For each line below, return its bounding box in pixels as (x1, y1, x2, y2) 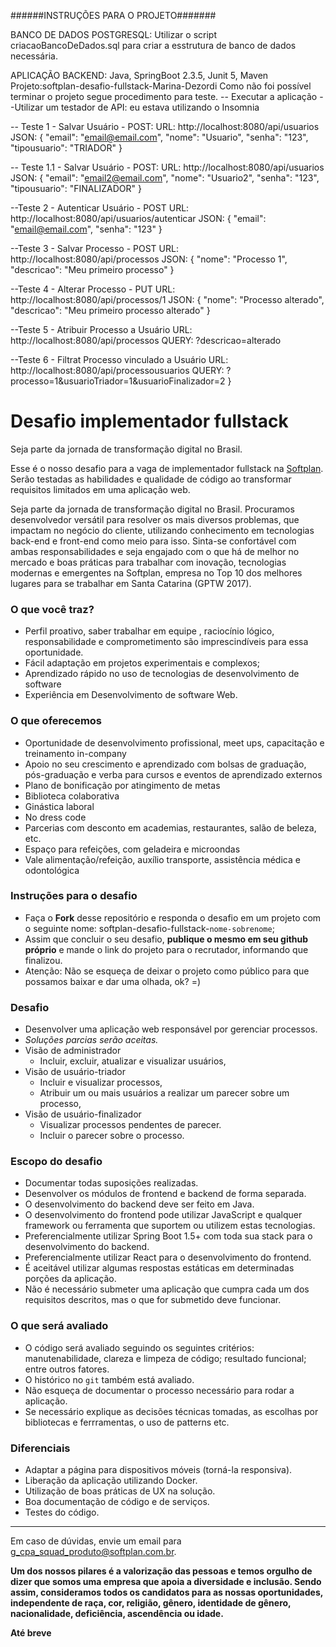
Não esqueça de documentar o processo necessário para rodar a (24, 1384, 295, 1396)
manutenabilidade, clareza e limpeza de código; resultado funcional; (24, 1352, 307, 1364)
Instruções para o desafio (10, 889, 138, 903)
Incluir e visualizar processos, (39, 1076, 163, 1089)
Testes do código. (24, 1506, 100, 1519)
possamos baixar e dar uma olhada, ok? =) (24, 975, 202, 987)
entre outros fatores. (24, 1363, 110, 1375)
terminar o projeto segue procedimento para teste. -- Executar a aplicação (10, 91, 318, 102)
